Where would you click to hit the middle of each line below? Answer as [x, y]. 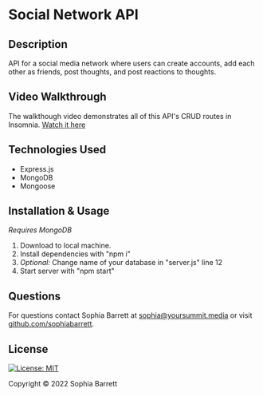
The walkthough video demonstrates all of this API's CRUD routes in [120, 116]
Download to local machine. [65, 246]
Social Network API [74, 15]
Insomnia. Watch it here [47, 125]
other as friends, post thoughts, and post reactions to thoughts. [112, 72]
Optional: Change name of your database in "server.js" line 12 [121, 263]
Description [38, 44]
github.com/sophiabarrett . [51, 324]
